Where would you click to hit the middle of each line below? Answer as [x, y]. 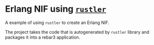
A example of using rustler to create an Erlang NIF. [57, 22]
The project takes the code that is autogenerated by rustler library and [77, 32]
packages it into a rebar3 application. [43, 37]
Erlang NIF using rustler [56, 9]
